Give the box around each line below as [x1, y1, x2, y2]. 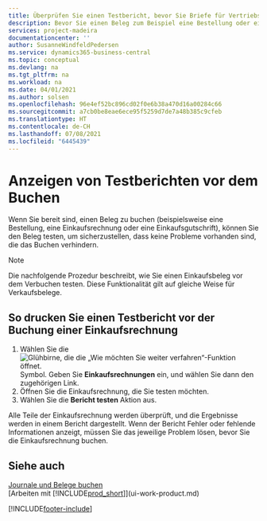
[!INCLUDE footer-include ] [8, 504, 93, 514]
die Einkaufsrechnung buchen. [8, 436, 109, 445]
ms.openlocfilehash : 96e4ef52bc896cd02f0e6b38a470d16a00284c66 [8, 100, 222, 108]
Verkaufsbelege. [8, 288, 62, 297]
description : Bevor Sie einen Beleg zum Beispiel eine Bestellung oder [8, 19, 250, 27]
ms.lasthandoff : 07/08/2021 [8, 130, 102, 138]
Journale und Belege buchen [8, 480, 103, 490]
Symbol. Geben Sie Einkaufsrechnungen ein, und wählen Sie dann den [19, 370, 254, 379]
